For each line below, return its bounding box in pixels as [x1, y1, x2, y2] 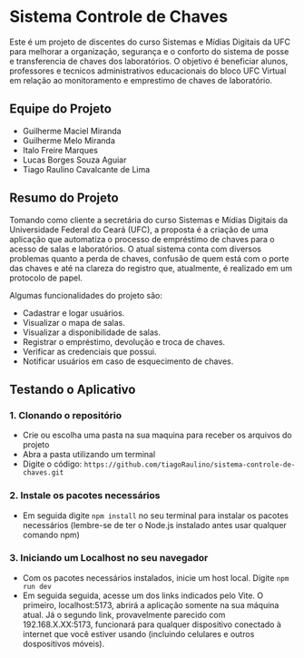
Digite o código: [22, 458, 83, 469]
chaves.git [22, 468, 64, 477]
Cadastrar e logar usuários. [22, 307, 125, 319]
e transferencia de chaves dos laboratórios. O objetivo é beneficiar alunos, [9, 55, 289, 66]
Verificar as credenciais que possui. [22, 346, 157, 357]
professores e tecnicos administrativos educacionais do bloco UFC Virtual [9, 65, 287, 76]
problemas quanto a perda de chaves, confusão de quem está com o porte [9, 252, 289, 264]
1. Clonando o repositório [9, 408, 123, 421]
